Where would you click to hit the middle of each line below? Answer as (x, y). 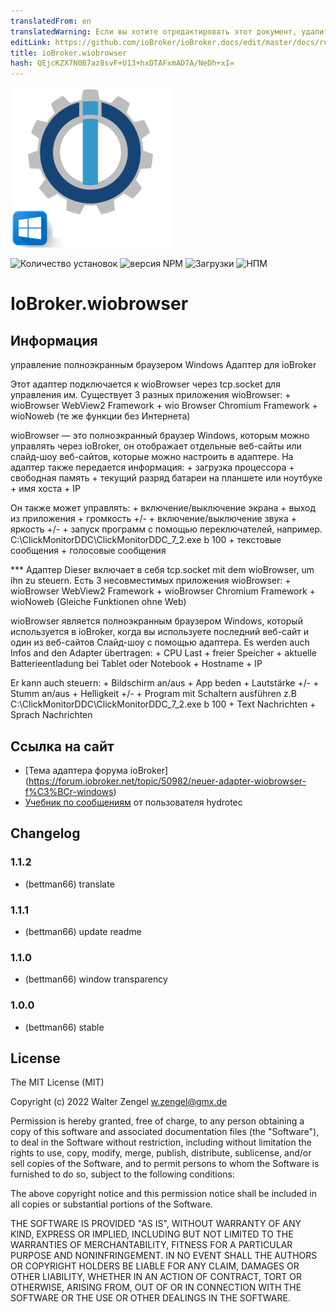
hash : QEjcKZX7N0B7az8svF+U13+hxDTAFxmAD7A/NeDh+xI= (122, 63)
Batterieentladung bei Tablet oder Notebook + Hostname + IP (136, 664)
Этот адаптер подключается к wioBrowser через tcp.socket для (145, 384)
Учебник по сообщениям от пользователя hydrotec (133, 802)
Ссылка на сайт (62, 746)
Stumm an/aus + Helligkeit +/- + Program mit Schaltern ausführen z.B (153, 694)
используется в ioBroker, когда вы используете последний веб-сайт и (160, 632)
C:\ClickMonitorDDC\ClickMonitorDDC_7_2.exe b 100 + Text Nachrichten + (163, 704)
